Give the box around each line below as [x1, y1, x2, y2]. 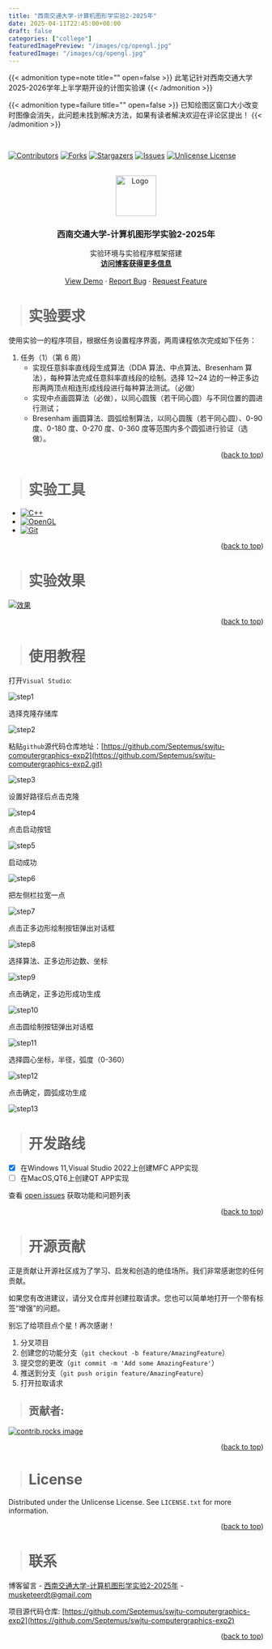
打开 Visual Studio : [8, 675, 73, 685]
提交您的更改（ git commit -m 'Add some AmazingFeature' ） [19, 1358, 219, 1368]
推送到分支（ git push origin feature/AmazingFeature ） [19, 1368, 208, 1378]
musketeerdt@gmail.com [8, 1589, 92, 1600]
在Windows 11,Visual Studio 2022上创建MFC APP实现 [19, 1163, 199, 1173]
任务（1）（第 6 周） [19, 353, 86, 363]
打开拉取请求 [19, 1378, 63, 1388]
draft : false [8, 27, 53, 35]
